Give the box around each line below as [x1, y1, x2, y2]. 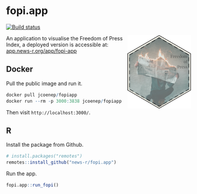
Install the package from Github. [6, 141, 84, 148]
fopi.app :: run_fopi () [6, 182, 59, 188]
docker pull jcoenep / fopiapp [6, 92, 77, 98]
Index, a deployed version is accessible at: [6, 41, 108, 48]
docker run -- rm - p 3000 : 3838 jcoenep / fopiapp [6, 98, 122, 104]
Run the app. [6, 170, 37, 177]
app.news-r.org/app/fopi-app [6, 47, 77, 54]
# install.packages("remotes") [6, 154, 83, 159]
